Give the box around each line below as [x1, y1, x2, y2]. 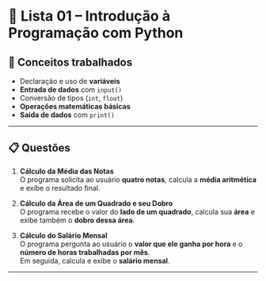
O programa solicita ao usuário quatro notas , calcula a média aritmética [19, 174, 257, 184]
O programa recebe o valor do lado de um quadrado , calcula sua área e [19, 207, 256, 216]
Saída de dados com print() [19, 110, 115, 120]
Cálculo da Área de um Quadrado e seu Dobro [19, 198, 173, 208]
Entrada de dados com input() [19, 85, 123, 94]
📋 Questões [8, 142, 71, 155]
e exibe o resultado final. [19, 183, 101, 192]
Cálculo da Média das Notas [19, 166, 114, 176]
